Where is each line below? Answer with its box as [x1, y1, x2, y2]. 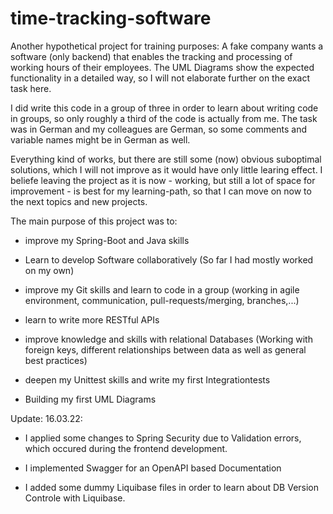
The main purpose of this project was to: [10, 215, 178, 227]
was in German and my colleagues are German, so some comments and [10, 123, 308, 135]
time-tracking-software [10, 7, 212, 30]
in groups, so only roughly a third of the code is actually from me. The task [10, 112, 318, 124]
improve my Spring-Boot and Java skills [24, 234, 190, 246]
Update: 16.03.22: [10, 412, 83, 424]
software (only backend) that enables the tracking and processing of [10, 50, 293, 62]
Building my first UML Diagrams [24, 393, 157, 405]
